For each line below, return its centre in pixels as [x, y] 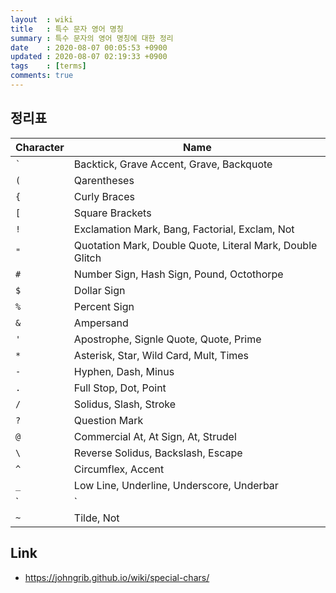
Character [40, 147]
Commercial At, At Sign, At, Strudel [155, 436]
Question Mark [108, 420]
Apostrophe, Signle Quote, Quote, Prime [167, 339]
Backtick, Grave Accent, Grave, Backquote [173, 164]
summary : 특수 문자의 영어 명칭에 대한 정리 [92, 38]
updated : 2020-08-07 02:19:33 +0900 [89, 57]
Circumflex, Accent [119, 469]
